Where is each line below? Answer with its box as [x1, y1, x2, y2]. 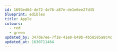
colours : [4, 21, 23, 26]
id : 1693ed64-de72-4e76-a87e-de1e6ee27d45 [4, 7, 94, 12]
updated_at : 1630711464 [4, 40, 54, 45]
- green [9, 30, 25, 35]
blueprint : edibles [4, 12, 45, 17]
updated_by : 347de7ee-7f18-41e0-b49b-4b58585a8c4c [4, 35, 112, 40]
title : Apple [4, 16, 32, 21]
